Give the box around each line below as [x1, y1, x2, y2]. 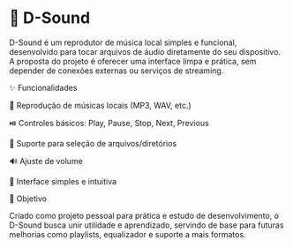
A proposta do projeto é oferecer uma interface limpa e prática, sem [9, 56, 257, 66]
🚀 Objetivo [9, 193, 47, 204]
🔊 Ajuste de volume [9, 155, 84, 166]
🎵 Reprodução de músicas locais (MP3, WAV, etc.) [9, 100, 192, 110]
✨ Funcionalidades [9, 82, 78, 93]
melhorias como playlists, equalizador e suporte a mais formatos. [9, 229, 246, 239]
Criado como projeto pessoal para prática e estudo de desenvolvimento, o [9, 210, 280, 221]
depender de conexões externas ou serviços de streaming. [9, 65, 224, 76]
